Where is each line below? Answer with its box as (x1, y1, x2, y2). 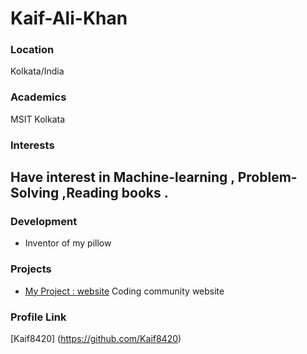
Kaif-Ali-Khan (10, 7, 128, 30)
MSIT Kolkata (10, 113, 66, 125)
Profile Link (10, 310, 67, 324)
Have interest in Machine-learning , (10, 169, 235, 186)
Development (10, 215, 78, 229)
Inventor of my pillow (24, 237, 112, 249)
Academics (10, 90, 67, 104)
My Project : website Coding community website (24, 285, 225, 297)
